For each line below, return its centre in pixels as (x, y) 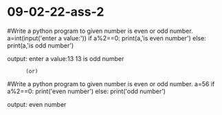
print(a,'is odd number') (41, 45)
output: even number (37, 104)
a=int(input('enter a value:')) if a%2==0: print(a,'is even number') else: (107, 38)
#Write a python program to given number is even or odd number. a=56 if (111, 84)
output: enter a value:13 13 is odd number (66, 58)
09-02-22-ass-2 (56, 12)
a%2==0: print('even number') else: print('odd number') (87, 91)
